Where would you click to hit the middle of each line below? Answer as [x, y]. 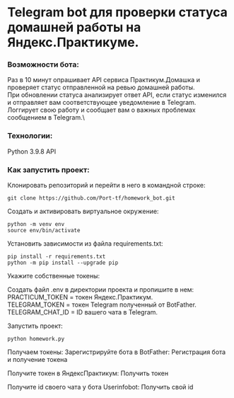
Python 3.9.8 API [32, 151]
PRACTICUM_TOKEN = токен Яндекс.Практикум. [80, 297]
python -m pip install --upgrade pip [63, 263]
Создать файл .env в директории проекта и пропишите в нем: [101, 290]
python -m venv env [36, 224]
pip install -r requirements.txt [57, 257]
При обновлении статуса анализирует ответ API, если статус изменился [117, 95]
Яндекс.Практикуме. [73, 42]
